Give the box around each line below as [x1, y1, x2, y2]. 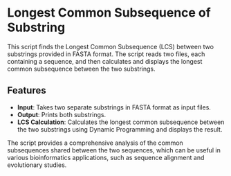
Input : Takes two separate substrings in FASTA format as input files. [17, 103, 211, 112]
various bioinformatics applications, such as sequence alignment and [7, 153, 205, 161]
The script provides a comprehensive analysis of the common [7, 139, 183, 147]
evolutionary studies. [7, 161, 67, 169]
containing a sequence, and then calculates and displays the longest [7, 57, 203, 65]
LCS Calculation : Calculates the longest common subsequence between [17, 118, 225, 126]
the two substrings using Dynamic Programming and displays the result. [17, 125, 223, 133]
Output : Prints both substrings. [17, 110, 106, 118]
